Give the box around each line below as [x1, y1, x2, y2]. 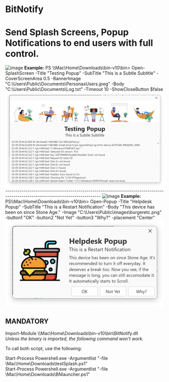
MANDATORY [5, 317, 49, 325]
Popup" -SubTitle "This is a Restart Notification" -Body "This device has [5, 204, 155, 210]
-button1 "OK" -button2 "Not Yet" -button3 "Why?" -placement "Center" [5, 214, 155, 221]
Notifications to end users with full [5, 37, 153, 49]
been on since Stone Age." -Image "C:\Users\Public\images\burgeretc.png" [5, 209, 162, 215]
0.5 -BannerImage [43, 76, 81, 82]
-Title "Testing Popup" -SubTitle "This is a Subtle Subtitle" [35, 70, 155, 76]
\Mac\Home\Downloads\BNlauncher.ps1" [5, 371, 90, 377]
